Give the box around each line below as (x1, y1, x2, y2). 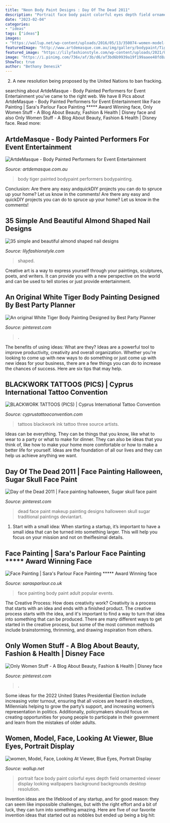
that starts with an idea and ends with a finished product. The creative (5, 605, 151, 611)
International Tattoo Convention (5, 388, 108, 396)
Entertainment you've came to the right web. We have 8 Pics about (5, 93, 145, 99)
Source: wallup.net (5, 765, 45, 771)
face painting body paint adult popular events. (17, 590, 114, 596)
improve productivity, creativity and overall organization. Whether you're (5, 349, 156, 355)
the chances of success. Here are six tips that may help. (5, 365, 122, 371)
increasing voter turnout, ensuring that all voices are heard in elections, (5, 698, 154, 704)
